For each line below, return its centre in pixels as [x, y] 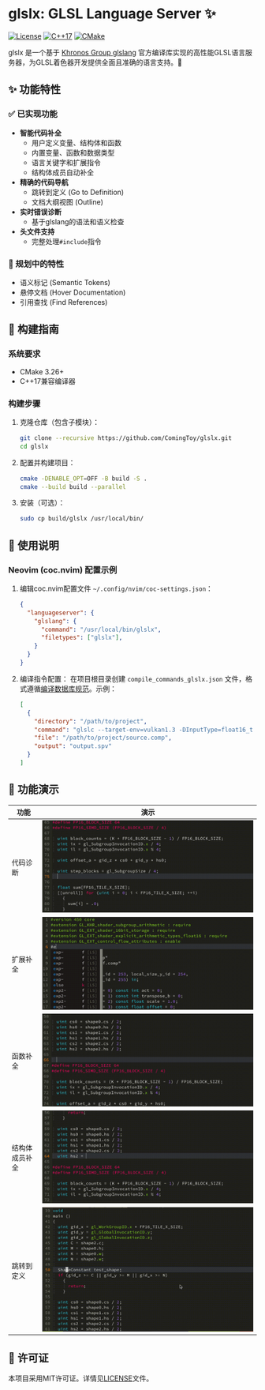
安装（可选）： [42, 503]
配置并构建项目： [47, 462]
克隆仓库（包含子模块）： [60, 422]
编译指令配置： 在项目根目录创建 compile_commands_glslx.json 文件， [132, 678]
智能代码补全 [40, 133]
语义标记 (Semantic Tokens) [65, 282]
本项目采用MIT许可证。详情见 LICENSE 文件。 [81, 1378]
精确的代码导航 [44, 182]
